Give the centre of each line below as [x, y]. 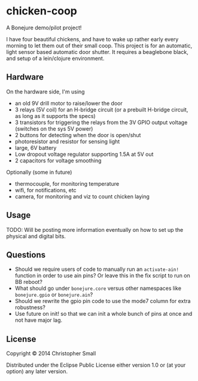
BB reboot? [29, 282]
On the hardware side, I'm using [45, 92]
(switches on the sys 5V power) [54, 128]
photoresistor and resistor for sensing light [67, 141]
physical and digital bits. [36, 236]
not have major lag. [39, 320]
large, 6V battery [36, 147]
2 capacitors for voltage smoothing [58, 161]
